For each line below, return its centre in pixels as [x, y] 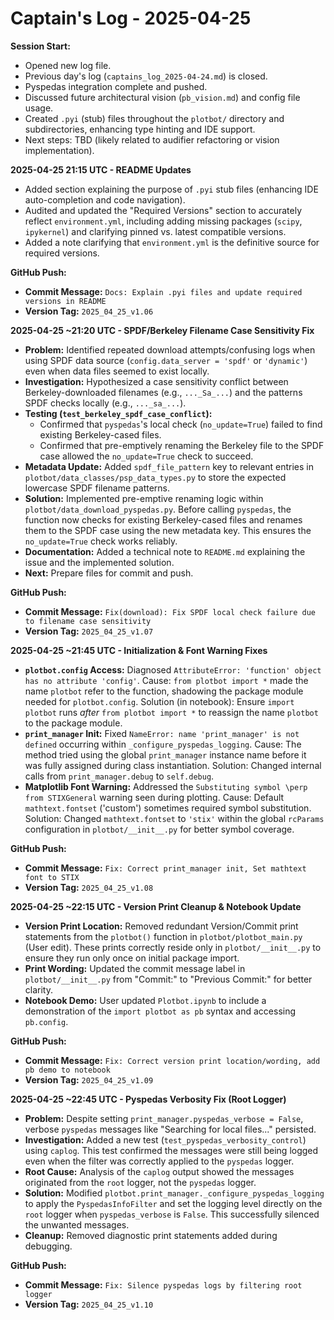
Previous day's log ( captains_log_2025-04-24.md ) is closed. [146, 76]
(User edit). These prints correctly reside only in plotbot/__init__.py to [173, 947]
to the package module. [73, 723]
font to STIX [52, 877]
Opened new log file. [68, 65]
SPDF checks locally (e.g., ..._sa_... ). [105, 403]
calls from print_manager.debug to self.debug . [119, 776]
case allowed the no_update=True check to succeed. [146, 456]
